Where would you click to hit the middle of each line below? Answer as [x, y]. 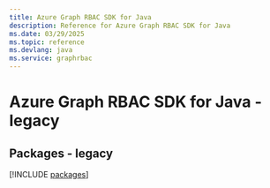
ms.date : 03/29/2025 [47, 34]
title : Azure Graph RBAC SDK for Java [80, 17]
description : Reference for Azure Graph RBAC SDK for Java [120, 26]
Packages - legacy [61, 153]
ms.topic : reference [47, 42]
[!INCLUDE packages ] [49, 174]
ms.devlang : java [41, 50]
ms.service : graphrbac [51, 58]
